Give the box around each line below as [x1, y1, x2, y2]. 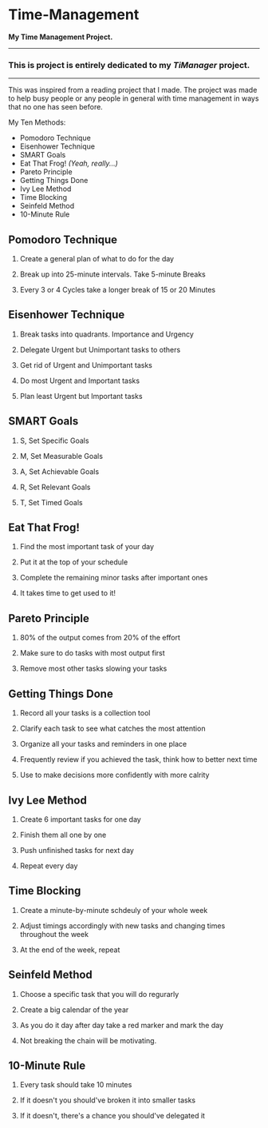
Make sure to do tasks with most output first [19, 648, 165, 658]
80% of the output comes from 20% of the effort [19, 633, 181, 643]
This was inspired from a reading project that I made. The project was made [8, 86, 258, 95]
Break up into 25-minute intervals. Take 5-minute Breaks [19, 269, 206, 279]
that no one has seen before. [8, 102, 104, 112]
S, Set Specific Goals [19, 436, 89, 445]
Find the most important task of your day [19, 542, 154, 552]
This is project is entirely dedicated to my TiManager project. [8, 59, 250, 70]
